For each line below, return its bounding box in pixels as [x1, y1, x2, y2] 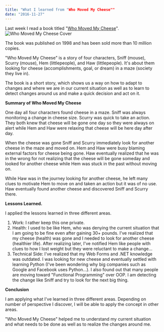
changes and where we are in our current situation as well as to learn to [5, 85, 150, 91]
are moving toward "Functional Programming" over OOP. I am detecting [12, 272, 157, 277]
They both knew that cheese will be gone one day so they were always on [5, 120, 154, 126]
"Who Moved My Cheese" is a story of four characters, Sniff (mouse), [5, 55, 146, 60]
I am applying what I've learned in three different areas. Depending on [5, 296, 146, 302]
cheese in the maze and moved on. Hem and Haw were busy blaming [5, 145, 145, 151]
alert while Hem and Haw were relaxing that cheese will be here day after [5, 125, 153, 131]
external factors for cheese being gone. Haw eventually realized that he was [5, 150, 159, 156]
